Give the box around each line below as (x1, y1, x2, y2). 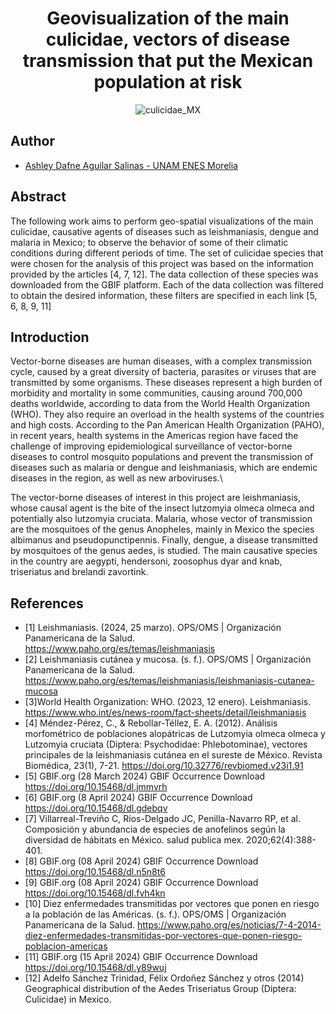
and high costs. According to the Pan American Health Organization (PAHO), (10, 419, 325, 431)
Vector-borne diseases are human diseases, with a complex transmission (10, 355, 312, 367)
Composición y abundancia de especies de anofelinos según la (24, 823, 286, 836)
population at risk (93, 71, 243, 94)
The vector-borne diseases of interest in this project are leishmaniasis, (10, 492, 301, 504)
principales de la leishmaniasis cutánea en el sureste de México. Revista (24, 749, 323, 761)
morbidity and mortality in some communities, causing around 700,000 (10, 387, 303, 399)
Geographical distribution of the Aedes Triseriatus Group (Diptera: (24, 983, 297, 995)
